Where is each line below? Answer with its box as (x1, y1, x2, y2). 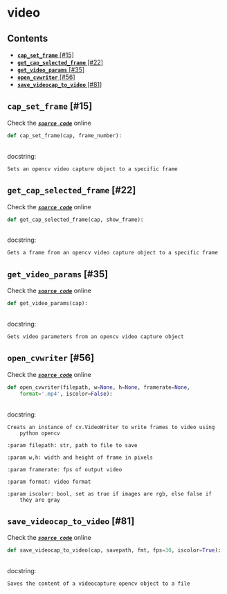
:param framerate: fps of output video (7, 466, 122, 473)
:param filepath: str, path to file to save (7, 442, 138, 448)
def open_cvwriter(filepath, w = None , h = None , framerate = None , (7, 383, 190, 391)
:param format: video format (7, 478, 91, 485)
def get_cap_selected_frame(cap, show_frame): (7, 216, 144, 223)
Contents (7, 33, 48, 44)
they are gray (19, 496, 60, 503)
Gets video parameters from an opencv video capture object (7, 333, 185, 340)
